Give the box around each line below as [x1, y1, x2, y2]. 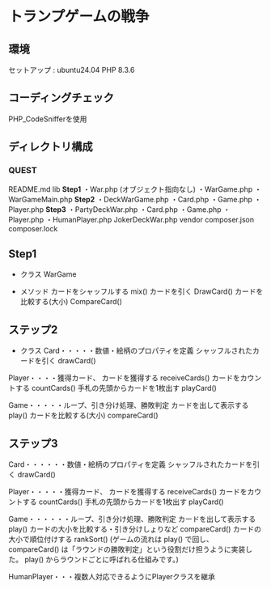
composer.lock [8, 223, 58, 233]
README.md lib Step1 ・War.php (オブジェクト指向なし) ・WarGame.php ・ [8, 184, 262, 194]
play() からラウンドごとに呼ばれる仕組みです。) [23, 554, 180, 564]
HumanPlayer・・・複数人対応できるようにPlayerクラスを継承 [8, 571, 216, 581]
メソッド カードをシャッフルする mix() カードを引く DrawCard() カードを [19, 286, 264, 296]
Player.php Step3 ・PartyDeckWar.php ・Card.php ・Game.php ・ [8, 204, 231, 214]
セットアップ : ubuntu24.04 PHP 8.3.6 [8, 66, 135, 74]
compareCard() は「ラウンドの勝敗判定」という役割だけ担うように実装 [8, 544, 246, 554]
